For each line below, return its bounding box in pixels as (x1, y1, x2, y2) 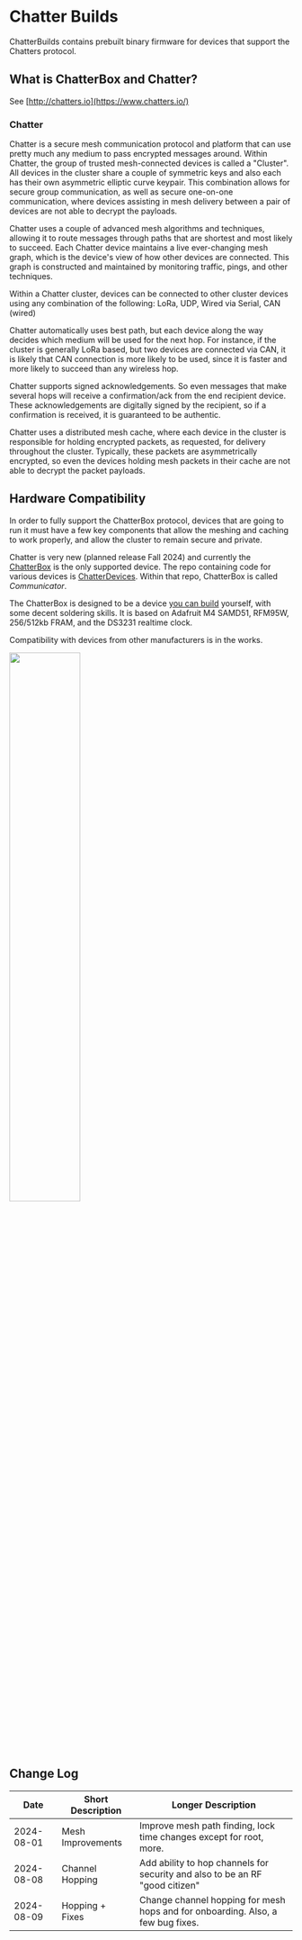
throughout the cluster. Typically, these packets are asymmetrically (9, 446, 258, 457)
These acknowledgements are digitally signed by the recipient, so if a (9, 400, 267, 411)
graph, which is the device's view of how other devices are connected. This (9, 252, 289, 263)
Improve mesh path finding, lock (138, 1819, 276, 1832)
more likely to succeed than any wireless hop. (9, 363, 179, 375)
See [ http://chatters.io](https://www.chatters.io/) (9, 95, 190, 106)
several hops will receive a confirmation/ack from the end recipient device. (9, 390, 287, 402)
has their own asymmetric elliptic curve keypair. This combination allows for (9, 177, 290, 188)
